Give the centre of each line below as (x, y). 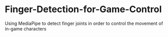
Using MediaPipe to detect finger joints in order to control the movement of (84, 23)
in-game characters (26, 28)
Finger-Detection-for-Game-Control (83, 9)
